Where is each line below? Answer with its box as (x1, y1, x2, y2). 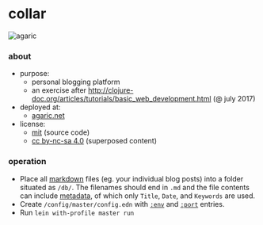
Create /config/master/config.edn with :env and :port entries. (19, 199, 225, 208)
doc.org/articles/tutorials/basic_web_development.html (31, 94, 212, 104)
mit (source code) (31, 128, 90, 137)
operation (8, 156, 47, 167)
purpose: (19, 69, 50, 78)
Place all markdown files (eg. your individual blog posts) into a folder (19, 174, 244, 183)
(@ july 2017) (212, 94, 256, 104)
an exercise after (31, 86, 87, 95)
